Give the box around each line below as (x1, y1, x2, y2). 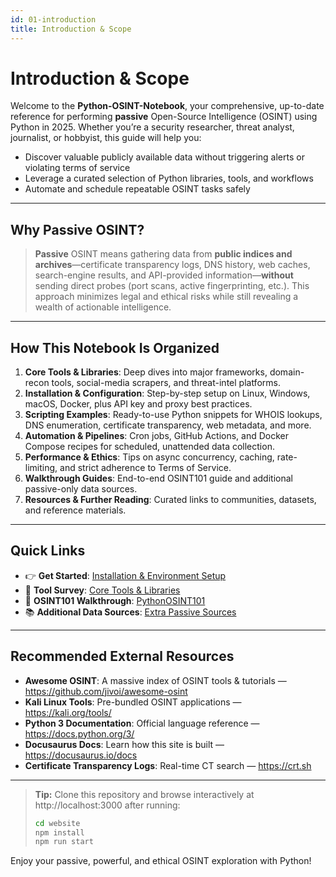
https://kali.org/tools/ (24, 706, 112, 718)
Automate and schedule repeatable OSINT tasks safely (24, 183, 251, 195)
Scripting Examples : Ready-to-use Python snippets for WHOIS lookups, (24, 409, 323, 421)
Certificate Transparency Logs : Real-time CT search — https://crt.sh (24, 759, 312, 771)
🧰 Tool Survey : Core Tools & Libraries (24, 584, 181, 596)
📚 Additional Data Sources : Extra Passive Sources (24, 606, 237, 618)
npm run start (34, 837, 94, 847)
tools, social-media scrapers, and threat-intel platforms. (51, 377, 281, 389)
